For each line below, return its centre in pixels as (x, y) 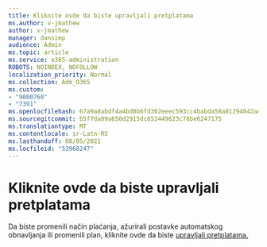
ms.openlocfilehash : (43, 112)
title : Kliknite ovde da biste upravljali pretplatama (101, 15)
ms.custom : (26, 89)
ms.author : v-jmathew (44, 23)
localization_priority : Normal (60, 75)
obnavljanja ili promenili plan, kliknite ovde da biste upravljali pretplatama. (128, 235)
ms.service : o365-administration (64, 60)
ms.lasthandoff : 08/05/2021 (55, 141)
